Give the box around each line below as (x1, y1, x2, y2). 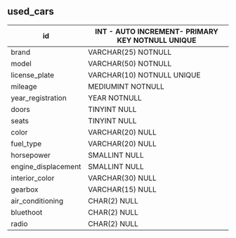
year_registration (11, 93, 67, 103)
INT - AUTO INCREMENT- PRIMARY (94, 26, 219, 36)
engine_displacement (11, 161, 81, 171)
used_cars (7, 6, 55, 18)
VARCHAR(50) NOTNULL (87, 58, 172, 68)
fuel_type (11, 139, 42, 149)
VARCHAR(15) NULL (87, 184, 157, 194)
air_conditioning (11, 196, 64, 206)
